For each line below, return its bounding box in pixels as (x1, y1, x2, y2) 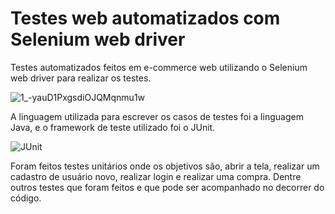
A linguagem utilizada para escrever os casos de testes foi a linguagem (10, 110, 304, 122)
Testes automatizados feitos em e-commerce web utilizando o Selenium (10, 61, 308, 73)
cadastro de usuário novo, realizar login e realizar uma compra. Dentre (10, 170, 302, 182)
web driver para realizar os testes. (10, 72, 152, 84)
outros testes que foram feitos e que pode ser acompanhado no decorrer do (10, 181, 325, 193)
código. (10, 192, 42, 204)
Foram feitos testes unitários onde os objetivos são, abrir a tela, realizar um (10, 160, 320, 172)
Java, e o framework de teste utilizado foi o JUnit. (10, 121, 216, 133)
